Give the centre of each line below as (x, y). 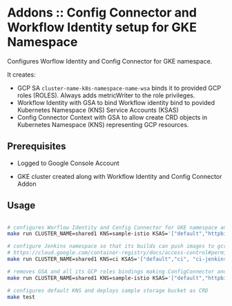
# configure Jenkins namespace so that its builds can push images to (111, 247)
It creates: (21, 75)
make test (21, 297)
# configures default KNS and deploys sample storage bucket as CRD (108, 290)
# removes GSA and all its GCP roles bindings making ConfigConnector (111, 271)
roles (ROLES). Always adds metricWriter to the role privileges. (106, 95)
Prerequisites (37, 146)
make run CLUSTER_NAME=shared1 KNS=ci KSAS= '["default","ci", (98, 259)
